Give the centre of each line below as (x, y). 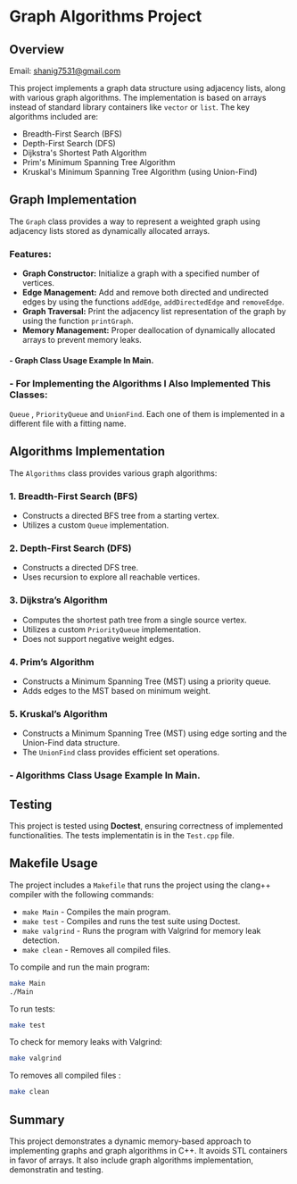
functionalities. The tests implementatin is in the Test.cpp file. (122, 836)
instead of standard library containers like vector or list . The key (130, 107)
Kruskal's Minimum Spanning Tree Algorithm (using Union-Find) (140, 172)
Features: (30, 254)
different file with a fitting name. (68, 423)
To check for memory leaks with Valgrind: (86, 1042)
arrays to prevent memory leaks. (82, 340)
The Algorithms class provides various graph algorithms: (113, 473)
